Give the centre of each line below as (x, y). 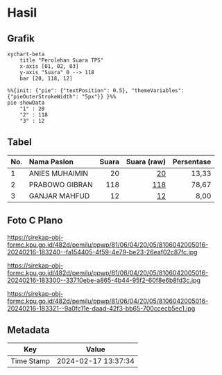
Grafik (21, 38)
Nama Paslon (51, 162)
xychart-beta (26, 54)
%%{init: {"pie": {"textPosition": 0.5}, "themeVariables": (96, 91)
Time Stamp (31, 361)
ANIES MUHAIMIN (59, 173)
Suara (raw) (146, 162)
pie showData (26, 103)
